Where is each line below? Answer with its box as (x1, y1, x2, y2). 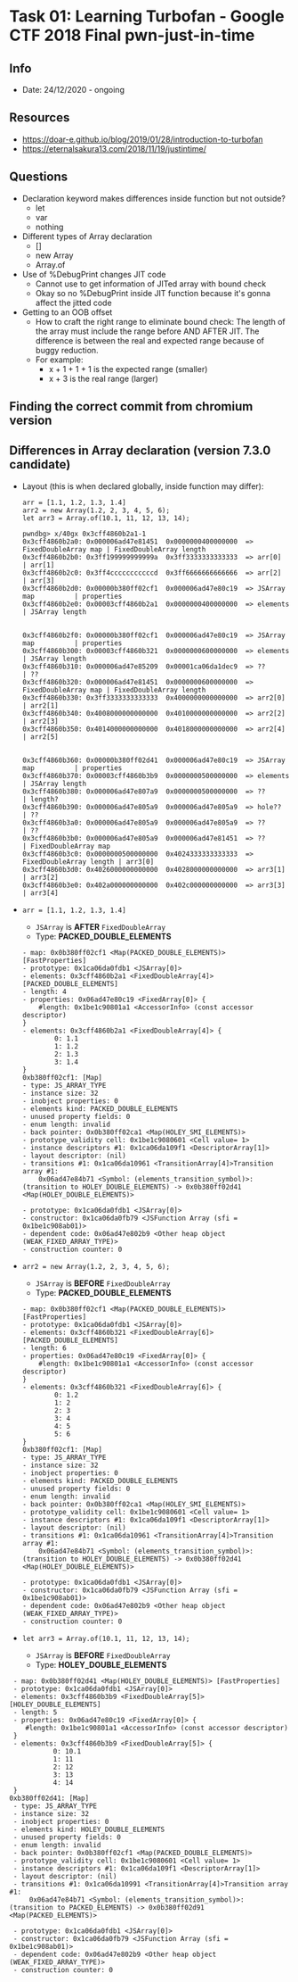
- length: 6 (21, 1343, 67, 1353)
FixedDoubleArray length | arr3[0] (21, 857, 155, 867)
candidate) (9, 457, 71, 472)
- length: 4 (21, 987, 67, 996)
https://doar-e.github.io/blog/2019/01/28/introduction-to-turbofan (21, 134, 264, 145)
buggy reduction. (35, 344, 100, 355)
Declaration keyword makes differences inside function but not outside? (21, 193, 286, 203)
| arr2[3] (21, 717, 60, 726)
